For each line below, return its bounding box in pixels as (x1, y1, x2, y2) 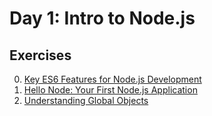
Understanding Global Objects (23, 95, 149, 106)
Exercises (9, 47, 72, 64)
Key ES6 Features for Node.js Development (23, 73, 202, 85)
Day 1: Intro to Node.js (9, 7, 196, 30)
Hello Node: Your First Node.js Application (23, 84, 198, 96)
